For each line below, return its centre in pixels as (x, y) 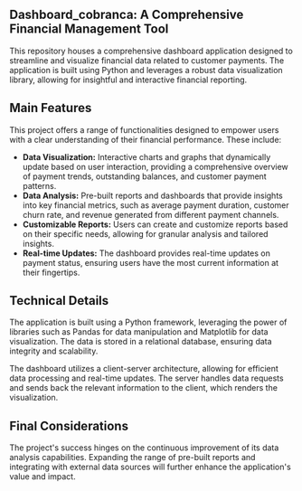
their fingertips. (51, 272)
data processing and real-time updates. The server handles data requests (146, 378)
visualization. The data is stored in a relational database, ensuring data (141, 342)
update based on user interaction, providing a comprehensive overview (156, 166)
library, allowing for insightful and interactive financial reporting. (128, 80)
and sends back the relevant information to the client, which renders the (144, 388)
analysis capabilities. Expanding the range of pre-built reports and (132, 458)
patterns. (39, 185)
